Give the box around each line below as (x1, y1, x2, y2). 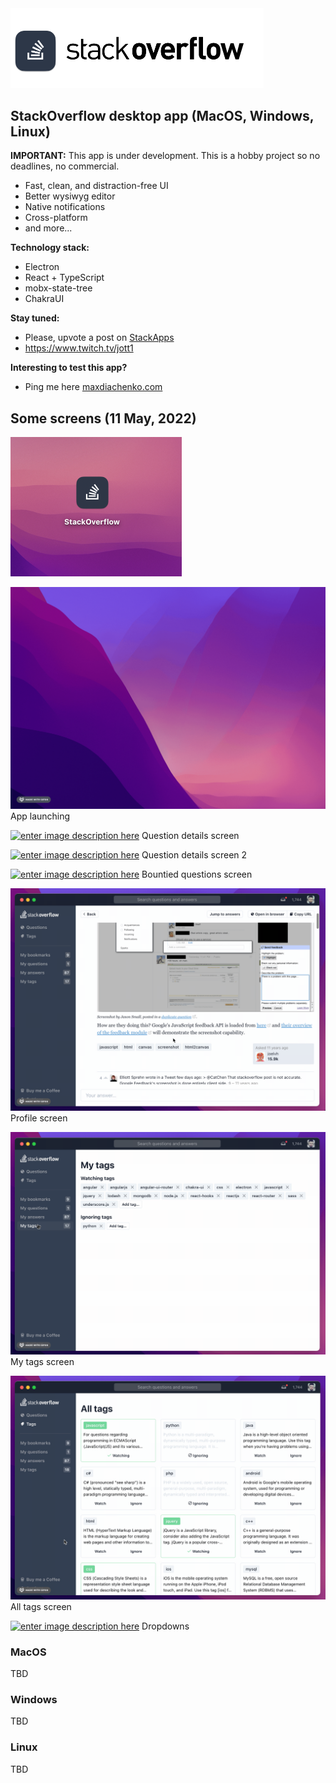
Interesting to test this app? (10, 362, 128, 374)
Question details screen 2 (141, 849, 248, 861)
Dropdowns (141, 1620, 190, 1632)
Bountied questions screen (141, 868, 253, 881)
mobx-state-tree (24, 282, 93, 294)
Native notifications (24, 201, 106, 213)
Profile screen (10, 1112, 68, 1124)
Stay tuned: (10, 312, 60, 324)
